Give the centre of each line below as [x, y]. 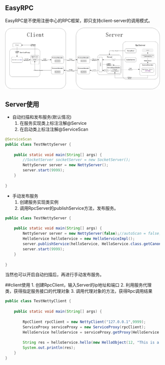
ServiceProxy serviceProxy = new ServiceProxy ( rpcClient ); [84, 327]
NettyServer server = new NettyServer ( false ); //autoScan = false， [93, 234]
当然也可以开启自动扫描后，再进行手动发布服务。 [55, 275]
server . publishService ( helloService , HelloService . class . [83, 244]
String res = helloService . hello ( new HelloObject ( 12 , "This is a [91, 343]
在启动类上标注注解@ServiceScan [54, 129]
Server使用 [22, 104]
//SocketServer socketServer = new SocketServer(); [77, 160]
